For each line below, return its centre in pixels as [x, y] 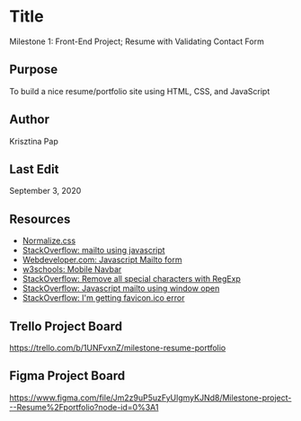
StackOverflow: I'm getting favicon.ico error [103, 298]
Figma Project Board [67, 376]
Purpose [34, 70]
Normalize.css [49, 241]
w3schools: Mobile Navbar [72, 269]
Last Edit [34, 169]
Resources [40, 219]
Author [29, 120]
